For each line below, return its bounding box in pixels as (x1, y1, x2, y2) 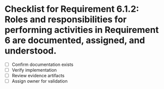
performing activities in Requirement (4, 25, 159, 35)
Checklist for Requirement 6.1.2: (4, 3, 139, 15)
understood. (4, 45, 57, 57)
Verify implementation (11, 67, 57, 73)
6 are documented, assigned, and (4, 35, 145, 46)
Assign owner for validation (11, 78, 68, 84)
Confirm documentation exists (11, 61, 74, 67)
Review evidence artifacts (11, 73, 65, 79)
